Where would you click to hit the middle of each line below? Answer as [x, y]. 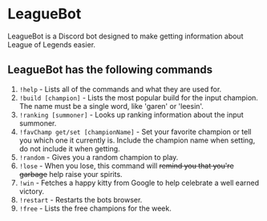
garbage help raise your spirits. [71, 174]
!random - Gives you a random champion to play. [99, 157]
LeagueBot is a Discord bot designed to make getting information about [125, 36]
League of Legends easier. [52, 44]
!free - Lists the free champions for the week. [95, 208]
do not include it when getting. [70, 148]
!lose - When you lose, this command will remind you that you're [126, 166]
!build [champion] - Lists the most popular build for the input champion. [138, 98]
